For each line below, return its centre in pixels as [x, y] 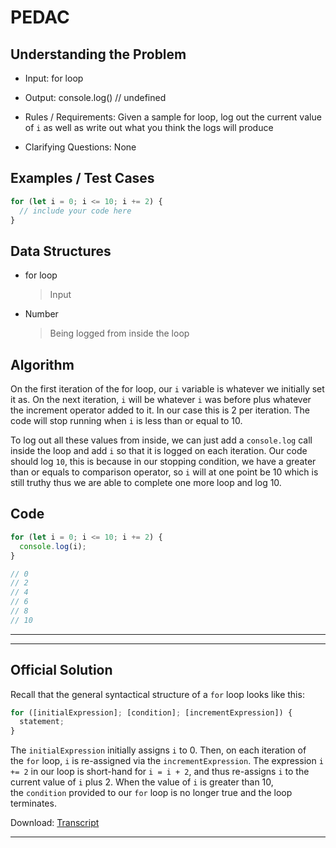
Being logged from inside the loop [119, 333]
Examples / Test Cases [82, 178]
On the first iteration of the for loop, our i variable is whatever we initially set [167, 389]
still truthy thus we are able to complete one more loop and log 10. [146, 483]
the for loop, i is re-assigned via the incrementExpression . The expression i [167, 761]
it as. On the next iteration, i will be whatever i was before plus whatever [161, 400]
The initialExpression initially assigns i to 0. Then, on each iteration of [158, 750]
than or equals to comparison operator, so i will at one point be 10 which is [164, 472]
